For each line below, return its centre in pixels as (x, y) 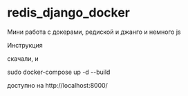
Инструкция (25, 45)
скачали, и (23, 58)
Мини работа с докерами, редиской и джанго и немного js (94, 32)
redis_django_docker (68, 13)
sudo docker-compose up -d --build (59, 72)
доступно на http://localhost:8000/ (58, 85)
